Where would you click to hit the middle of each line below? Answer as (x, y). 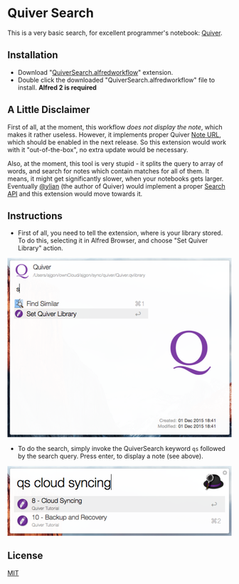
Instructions (35, 216)
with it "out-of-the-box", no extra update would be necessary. (98, 149)
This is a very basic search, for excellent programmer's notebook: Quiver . (115, 33)
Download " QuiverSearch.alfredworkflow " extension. (95, 72)
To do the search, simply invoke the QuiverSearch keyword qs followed (121, 448)
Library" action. (41, 248)
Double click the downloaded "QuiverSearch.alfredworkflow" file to (116, 80)
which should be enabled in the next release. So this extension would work (117, 142)
